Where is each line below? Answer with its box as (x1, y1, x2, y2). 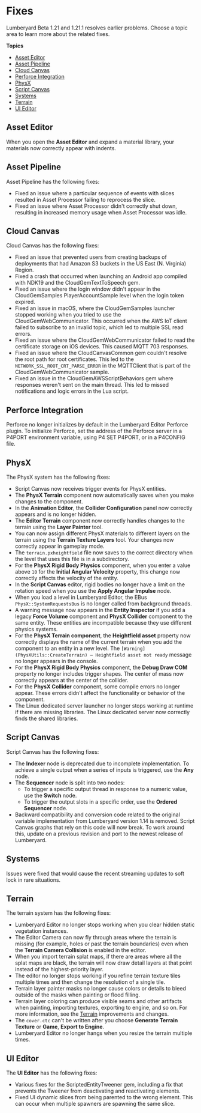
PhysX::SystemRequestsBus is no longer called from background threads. (14, 600, 193, 607)
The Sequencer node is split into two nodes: (14, 779, 125, 786)
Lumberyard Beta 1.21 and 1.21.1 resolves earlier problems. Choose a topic (6, 24, 188, 31)
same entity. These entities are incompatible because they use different (14, 619, 192, 626)
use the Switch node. (23, 792, 77, 799)
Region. (14, 266, 34, 274)
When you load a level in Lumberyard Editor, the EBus (14, 593, 148, 601)
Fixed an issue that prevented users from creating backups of (14, 253, 167, 261)
